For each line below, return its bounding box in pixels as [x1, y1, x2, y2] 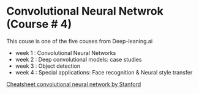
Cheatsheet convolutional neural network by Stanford [6, 81, 141, 88]
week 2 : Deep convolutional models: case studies [15, 56, 142, 63]
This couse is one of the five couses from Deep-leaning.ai [6, 37, 153, 45]
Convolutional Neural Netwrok [6, 4, 163, 18]
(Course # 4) [6, 17, 72, 31]
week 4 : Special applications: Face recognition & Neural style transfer [15, 68, 193, 76]
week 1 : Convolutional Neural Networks [15, 49, 116, 56]
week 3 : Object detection [15, 62, 81, 70]
